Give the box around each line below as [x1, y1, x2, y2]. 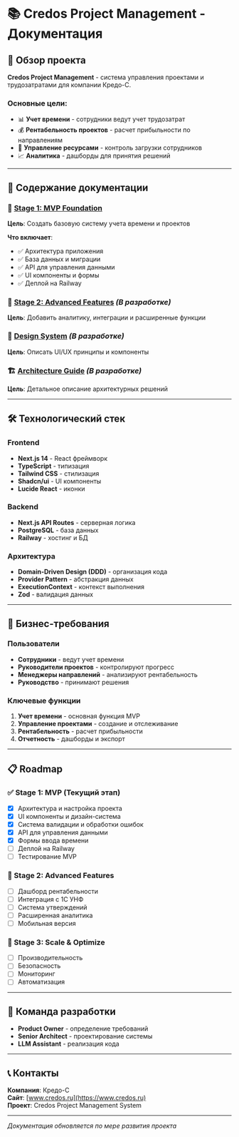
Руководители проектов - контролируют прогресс [17, 663, 174, 671]
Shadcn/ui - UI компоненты [17, 476, 102, 485]
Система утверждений [17, 903, 87, 912]
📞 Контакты [7, 1067, 59, 1079]
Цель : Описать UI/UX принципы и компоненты [7, 347, 149, 356]
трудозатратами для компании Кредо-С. [7, 81, 132, 89]
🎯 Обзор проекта [7, 54, 87, 66]
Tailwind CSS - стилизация [17, 469, 100, 478]
